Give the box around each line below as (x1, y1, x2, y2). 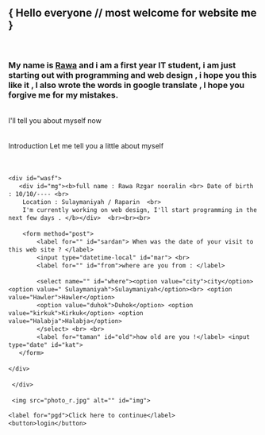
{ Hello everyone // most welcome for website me (8, 6, 257, 20)
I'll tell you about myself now (8, 116, 102, 125)
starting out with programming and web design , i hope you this (8, 69, 257, 80)
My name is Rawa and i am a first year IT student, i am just (8, 60, 236, 71)
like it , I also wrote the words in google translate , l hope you (8, 79, 245, 90)
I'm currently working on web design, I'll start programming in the (22, 206, 258, 214)
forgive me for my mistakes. (8, 89, 119, 100)
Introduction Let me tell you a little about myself (8, 141, 164, 151)
